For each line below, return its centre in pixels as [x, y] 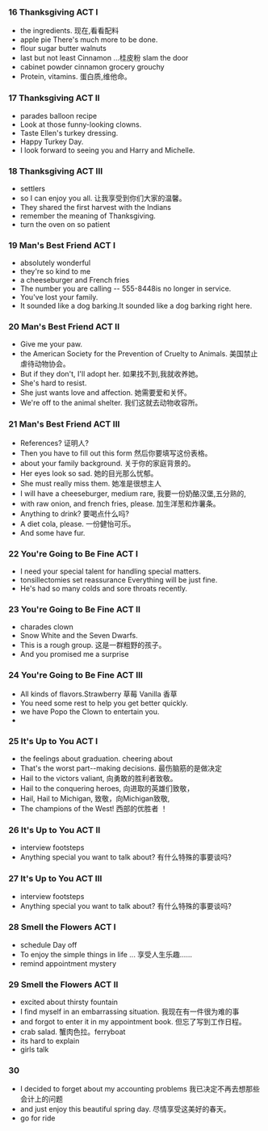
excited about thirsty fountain [69, 1002]
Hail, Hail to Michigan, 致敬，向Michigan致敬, [95, 798]
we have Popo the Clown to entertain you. [90, 711]
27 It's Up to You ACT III [55, 879]
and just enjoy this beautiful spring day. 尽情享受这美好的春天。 [126, 1109]
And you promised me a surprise [74, 654]
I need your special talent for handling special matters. [111, 571]
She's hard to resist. [53, 383]
